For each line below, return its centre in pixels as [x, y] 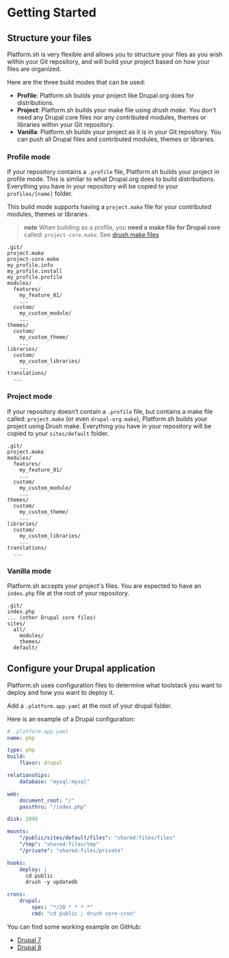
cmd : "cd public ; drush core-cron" [84, 913]
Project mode [30, 397]
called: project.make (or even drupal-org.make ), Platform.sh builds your [107, 419]
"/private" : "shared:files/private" [72, 850]
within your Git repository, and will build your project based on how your [109, 62]
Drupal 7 [29, 939]
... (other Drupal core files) [52, 617]
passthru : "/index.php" [53, 807]
